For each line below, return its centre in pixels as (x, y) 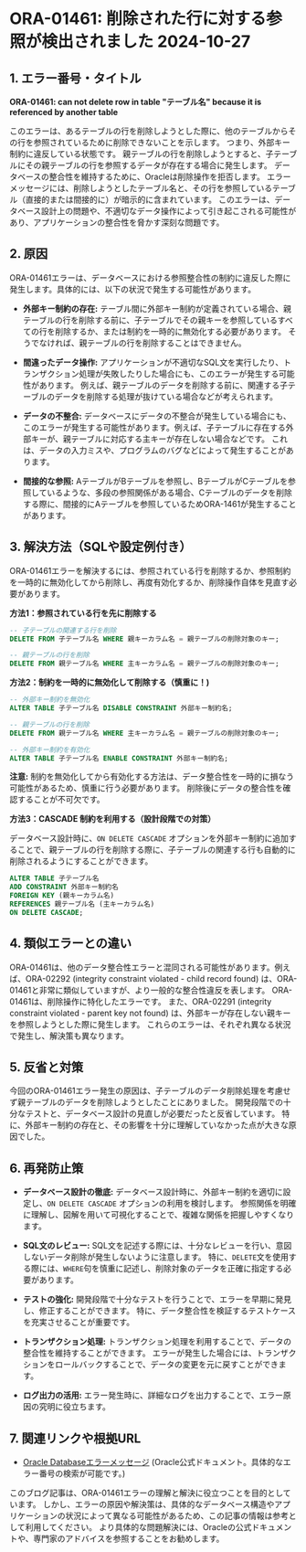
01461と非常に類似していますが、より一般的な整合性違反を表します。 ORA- (151, 990)
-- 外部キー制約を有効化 (50, 749)
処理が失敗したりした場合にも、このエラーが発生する (179, 373)
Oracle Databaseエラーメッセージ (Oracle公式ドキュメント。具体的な (153, 1462)
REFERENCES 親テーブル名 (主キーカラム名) (82, 904)
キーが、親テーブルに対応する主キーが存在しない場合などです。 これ (159, 439)
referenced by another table (64, 112)
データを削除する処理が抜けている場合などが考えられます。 (166, 396)
